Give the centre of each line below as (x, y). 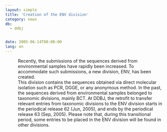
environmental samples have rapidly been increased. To (76, 66)
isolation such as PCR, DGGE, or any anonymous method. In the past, (90, 87)
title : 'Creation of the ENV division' (47, 15)
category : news (21, 19)
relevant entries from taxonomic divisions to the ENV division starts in (90, 103)
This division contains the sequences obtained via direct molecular (87, 82)
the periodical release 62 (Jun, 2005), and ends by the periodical (86, 109)
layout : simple (21, 10)
